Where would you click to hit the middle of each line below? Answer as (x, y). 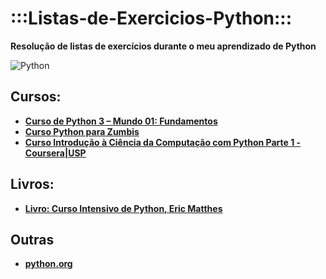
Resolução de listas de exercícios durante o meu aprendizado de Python (163, 46)
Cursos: (36, 97)
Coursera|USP (55, 153)
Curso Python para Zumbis (82, 131)
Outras (32, 239)
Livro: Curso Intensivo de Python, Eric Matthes (123, 208)
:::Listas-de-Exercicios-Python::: (151, 18)
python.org (48, 264)
